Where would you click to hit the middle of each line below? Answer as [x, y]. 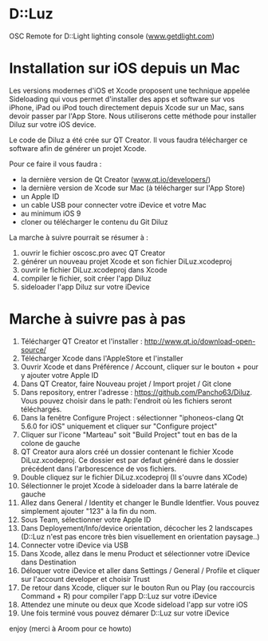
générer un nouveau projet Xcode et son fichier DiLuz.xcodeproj [126, 261]
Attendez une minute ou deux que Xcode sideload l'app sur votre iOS [134, 604]
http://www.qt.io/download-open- [200, 341]
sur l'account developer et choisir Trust [85, 579]
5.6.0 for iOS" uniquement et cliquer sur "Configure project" [119, 426]
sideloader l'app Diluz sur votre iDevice [85, 287]
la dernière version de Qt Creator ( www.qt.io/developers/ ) [116, 179]
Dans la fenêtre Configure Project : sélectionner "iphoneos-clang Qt [132, 417]
